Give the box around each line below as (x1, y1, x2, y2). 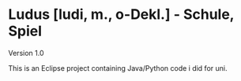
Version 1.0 (8, 48, 44, 57)
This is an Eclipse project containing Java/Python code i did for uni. (8, 63, 228, 72)
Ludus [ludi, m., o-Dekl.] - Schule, (8, 6, 235, 24)
